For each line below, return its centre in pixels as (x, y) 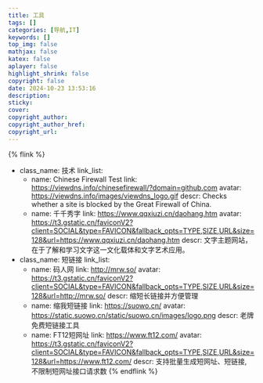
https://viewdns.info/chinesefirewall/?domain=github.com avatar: (136, 187)
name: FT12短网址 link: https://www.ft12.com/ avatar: (116, 334)
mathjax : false (33, 52)
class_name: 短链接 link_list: (65, 259)
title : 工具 (26, 15)
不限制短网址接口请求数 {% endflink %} (94, 371)
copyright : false (36, 81)
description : (29, 96)
